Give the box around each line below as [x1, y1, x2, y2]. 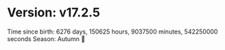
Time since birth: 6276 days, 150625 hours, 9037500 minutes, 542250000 [7, 27, 218, 36]
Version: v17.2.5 [7, 5, 101, 21]
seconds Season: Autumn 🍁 [7, 34, 86, 42]
